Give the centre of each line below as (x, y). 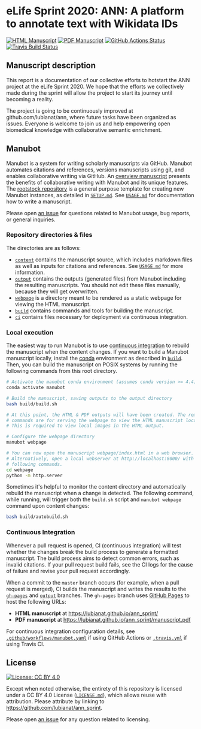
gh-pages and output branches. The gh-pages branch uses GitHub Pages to (98, 595)
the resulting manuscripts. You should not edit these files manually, (98, 285)
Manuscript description (51, 66)
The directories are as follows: (43, 248)
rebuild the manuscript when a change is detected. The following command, (100, 493)
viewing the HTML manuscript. (53, 304)
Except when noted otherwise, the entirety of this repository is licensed (94, 689)
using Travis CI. (25, 644)
